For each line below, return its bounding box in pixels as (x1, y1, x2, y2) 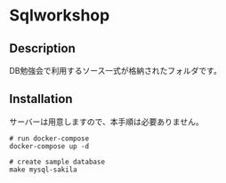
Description (9, 41, 76, 56)
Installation (9, 91, 73, 107)
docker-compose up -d (9, 141, 90, 151)
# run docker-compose (9, 134, 90, 143)
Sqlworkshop (9, 5, 110, 26)
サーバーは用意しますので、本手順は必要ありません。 (9, 116, 204, 127)
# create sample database (9, 157, 105, 166)
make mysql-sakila (9, 165, 77, 174)
